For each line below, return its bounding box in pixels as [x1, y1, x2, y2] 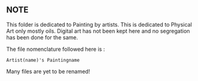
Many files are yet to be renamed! [6, 68, 90, 75]
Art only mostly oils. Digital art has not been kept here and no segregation [6, 27, 190, 34]
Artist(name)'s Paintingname [6, 57, 80, 63]
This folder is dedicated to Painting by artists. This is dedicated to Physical [6, 21, 193, 28]
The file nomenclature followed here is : [6, 45, 105, 53]
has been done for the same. [6, 33, 78, 41]
